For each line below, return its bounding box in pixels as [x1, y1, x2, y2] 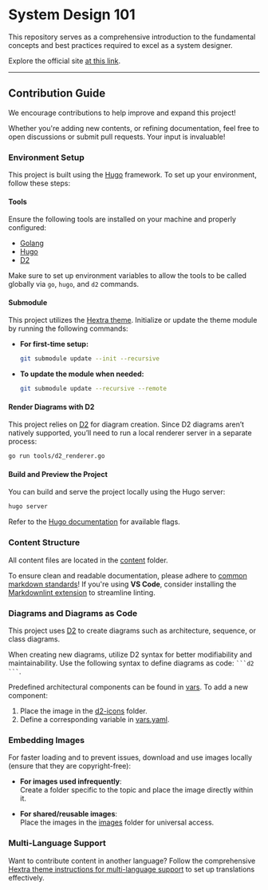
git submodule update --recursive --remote [19, 385, 167, 393]
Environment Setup [8, 152, 85, 163]
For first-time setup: [19, 340, 89, 349]
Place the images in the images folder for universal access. [19, 817, 215, 828]
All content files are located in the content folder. [8, 555, 169, 565]
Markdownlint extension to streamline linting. [8, 587, 156, 597]
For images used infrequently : [19, 777, 122, 786]
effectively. [8, 872, 45, 882]
